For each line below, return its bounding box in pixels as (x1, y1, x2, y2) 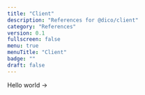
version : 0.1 (7, 29, 45, 37)
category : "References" (7, 23, 77, 30)
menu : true (7, 42, 39, 49)
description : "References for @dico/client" (7, 17, 139, 24)
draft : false (7, 62, 45, 69)
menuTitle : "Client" (7, 49, 68, 56)
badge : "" (7, 55, 36, 62)
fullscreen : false (7, 36, 61, 43)
